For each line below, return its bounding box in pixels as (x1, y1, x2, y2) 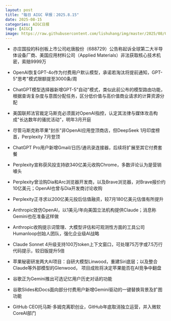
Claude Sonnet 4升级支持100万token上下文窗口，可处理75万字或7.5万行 (12, 242, 163, 247)
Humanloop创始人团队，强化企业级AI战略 (12, 230, 100, 236)
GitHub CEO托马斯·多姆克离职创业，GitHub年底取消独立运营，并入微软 (12, 304, 161, 310)
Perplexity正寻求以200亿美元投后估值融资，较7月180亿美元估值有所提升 (12, 196, 164, 202)
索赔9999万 (21, 59, 47, 64)
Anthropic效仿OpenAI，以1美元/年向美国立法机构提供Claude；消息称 (12, 207, 157, 213)
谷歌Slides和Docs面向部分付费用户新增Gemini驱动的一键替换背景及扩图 (12, 286, 163, 292)
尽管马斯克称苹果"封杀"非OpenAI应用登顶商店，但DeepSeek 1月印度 (12, 127, 156, 133)
